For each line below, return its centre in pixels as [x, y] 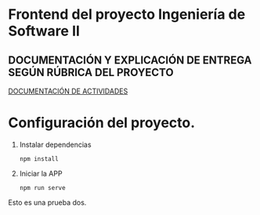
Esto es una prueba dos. [47, 202]
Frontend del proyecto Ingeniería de [127, 15]
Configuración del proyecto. [102, 123]
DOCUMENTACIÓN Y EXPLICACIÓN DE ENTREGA [130, 60]
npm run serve [42, 188]
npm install [39, 159]
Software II [44, 31]
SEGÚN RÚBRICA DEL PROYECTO [91, 72]
